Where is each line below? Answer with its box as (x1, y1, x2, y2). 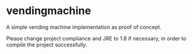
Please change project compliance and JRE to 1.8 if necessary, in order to (6, 35, 187, 42)
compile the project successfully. (6, 41, 87, 48)
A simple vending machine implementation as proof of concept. (6, 23, 162, 31)
